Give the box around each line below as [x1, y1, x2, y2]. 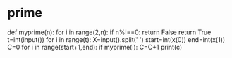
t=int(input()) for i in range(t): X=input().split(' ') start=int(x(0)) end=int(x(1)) [7, 35, 226, 43]
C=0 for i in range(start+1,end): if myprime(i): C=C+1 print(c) [7, 43, 183, 51]
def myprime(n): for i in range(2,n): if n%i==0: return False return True [7, 28, 212, 36]
